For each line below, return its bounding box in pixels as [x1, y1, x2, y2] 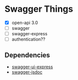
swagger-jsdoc [11, 69, 43, 75]
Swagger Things [4, 3, 73, 15]
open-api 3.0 [11, 20, 38, 26]
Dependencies [4, 51, 50, 59]
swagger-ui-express [11, 64, 53, 70]
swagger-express [11, 31, 48, 37]
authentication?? [11, 36, 46, 42]
